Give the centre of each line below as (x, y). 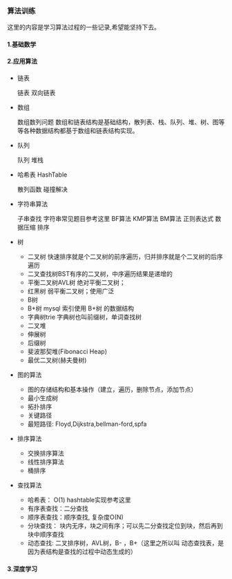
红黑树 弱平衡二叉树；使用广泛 (71, 291)
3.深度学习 (22, 569)
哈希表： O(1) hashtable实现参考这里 (79, 500)
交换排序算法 (46, 453)
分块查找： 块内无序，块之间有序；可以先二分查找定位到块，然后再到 (125, 526)
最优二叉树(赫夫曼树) (57, 360)
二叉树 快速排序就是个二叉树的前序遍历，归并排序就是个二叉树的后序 (125, 257)
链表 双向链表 (36, 93)
